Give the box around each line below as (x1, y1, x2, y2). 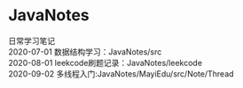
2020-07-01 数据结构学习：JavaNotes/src (8, 46, 162, 57)
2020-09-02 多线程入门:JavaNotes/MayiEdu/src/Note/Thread (8, 68, 234, 79)
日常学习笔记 (8, 35, 55, 46)
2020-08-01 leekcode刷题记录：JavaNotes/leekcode (8, 57, 203, 68)
